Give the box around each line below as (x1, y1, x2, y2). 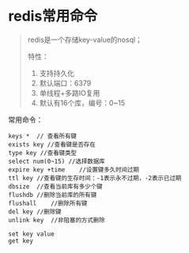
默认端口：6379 (39, 78, 92, 88)
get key (8, 236, 34, 245)
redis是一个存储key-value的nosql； (27, 35, 142, 44)
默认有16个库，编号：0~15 (39, 98, 126, 108)
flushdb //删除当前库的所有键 (8, 191, 97, 198)
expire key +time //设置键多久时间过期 (8, 165, 140, 174)
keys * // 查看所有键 (8, 132, 77, 140)
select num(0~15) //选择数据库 (8, 157, 105, 165)
